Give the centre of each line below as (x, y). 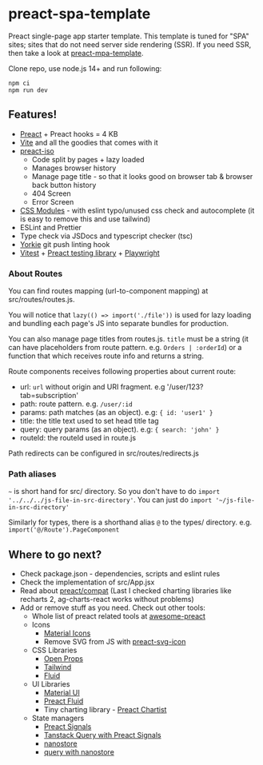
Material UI (62, 693)
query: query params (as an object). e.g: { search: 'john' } (120, 429)
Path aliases (32, 474)
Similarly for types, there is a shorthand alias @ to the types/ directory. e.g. (130, 522)
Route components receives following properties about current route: (122, 372)
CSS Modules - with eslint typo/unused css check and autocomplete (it (137, 210)
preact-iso (37, 151)
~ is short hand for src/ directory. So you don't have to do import (114, 492)
